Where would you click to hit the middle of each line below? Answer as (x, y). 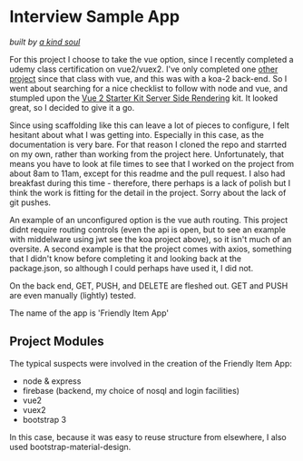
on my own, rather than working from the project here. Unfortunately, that (147, 154)
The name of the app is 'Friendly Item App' (89, 313)
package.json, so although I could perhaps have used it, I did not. (132, 268)
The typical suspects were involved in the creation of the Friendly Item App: (151, 363)
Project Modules (57, 342)
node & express (52, 381)
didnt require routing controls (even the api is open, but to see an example (147, 230)
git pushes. (30, 202)
